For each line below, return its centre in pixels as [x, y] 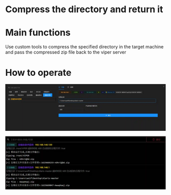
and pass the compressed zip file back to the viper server [66, 52]
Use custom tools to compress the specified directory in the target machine [84, 47]
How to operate [38, 73]
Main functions [38, 33]
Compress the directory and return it [84, 9]
